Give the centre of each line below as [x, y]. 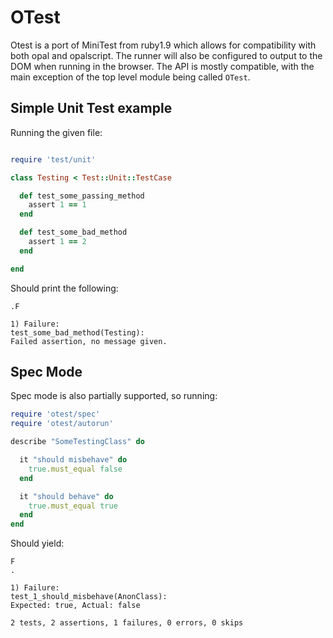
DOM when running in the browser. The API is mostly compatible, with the [162, 66]
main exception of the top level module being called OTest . [130, 77]
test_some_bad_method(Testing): [77, 332]
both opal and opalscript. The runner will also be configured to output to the [166, 55]
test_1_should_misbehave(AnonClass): [89, 597]
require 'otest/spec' [55, 414]
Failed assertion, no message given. [89, 341]
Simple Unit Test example [91, 108]
